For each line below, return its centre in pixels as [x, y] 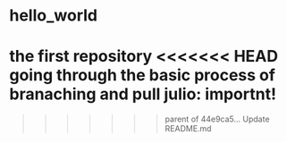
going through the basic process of [142, 75]
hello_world [54, 16]
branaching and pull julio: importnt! [143, 94]
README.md [188, 129]
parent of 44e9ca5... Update [217, 119]
